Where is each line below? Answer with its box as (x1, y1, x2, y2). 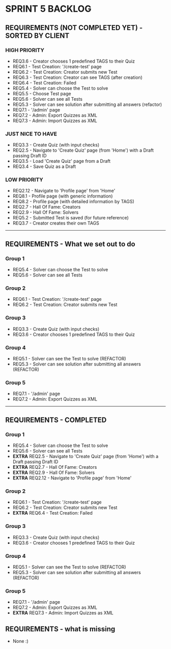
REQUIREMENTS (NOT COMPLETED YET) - (5, 23, 143, 32)
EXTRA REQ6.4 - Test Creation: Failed (12, 510, 93, 516)
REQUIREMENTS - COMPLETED (5, 415, 107, 424)
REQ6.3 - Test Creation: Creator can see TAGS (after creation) (12, 74, 142, 80)
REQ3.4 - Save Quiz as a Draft (12, 163, 76, 170)
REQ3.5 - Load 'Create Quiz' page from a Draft (12, 158, 111, 164)
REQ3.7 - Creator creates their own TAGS (12, 220, 99, 227)
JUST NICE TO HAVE (5, 130, 58, 137)
